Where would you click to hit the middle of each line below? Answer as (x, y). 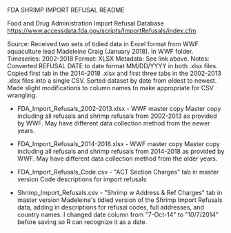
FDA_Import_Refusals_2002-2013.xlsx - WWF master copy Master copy (119, 109)
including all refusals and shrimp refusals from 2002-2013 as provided (117, 116)
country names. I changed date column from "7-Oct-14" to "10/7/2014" (118, 214)
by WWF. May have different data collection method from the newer (113, 123)
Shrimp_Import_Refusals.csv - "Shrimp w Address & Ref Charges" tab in (120, 193)
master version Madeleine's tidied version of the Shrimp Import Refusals (120, 200)
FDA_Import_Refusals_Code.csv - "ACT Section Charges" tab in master (118, 172)
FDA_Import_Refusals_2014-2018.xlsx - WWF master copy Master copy (119, 144)
